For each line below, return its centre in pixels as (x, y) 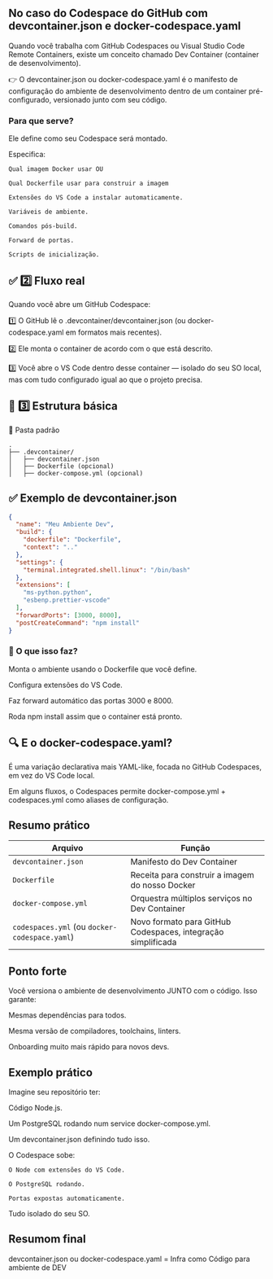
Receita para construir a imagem (192, 875)
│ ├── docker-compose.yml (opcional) (76, 473)
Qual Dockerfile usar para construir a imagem (89, 184)
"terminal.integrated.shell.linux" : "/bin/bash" (107, 570)
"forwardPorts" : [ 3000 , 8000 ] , (69, 615)
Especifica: (27, 155)
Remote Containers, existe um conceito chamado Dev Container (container (134, 54)
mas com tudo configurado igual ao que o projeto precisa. (106, 379)
